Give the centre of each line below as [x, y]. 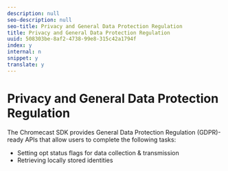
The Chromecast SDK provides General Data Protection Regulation [101, 132]
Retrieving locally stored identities [65, 160]
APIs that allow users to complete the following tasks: [101, 139]
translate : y [26, 65]
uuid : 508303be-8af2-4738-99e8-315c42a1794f [72, 39]
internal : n [24, 52]
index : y [20, 45]
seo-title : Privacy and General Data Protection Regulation [95, 26]
